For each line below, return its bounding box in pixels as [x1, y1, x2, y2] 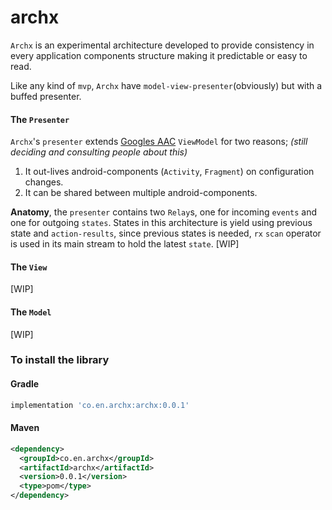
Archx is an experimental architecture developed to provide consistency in [10, 39, 315, 51]
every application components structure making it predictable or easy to [10, 49, 308, 61]
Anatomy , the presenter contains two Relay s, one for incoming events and [10, 206, 318, 218]
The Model [10, 306, 52, 318]
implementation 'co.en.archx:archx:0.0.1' [10, 400, 190, 410]
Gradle [10, 378, 40, 390]
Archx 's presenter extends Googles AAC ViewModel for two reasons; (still [10, 136, 308, 148]
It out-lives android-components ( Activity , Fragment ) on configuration [24, 166, 315, 178]
